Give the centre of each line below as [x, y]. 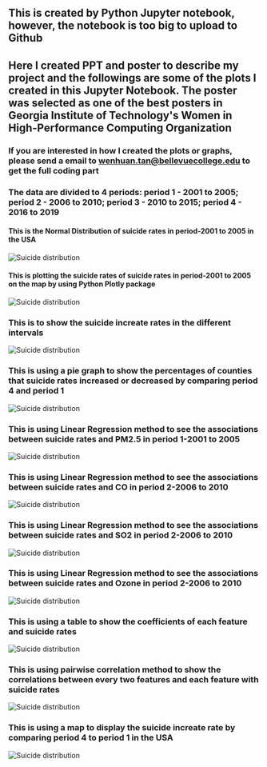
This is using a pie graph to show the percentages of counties [130, 371]
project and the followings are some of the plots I [133, 78]
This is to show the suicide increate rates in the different [120, 322]
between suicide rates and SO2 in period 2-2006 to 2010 [121, 535]
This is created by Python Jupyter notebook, [122, 13]
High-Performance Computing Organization [120, 128]
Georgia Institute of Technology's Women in [120, 115]
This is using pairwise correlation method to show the [115, 669]
